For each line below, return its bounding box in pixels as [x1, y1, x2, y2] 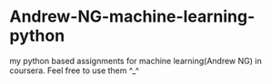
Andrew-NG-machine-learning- [9, 6, 256, 27]
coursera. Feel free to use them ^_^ [9, 65, 139, 76]
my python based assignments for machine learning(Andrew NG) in [9, 55, 262, 66]
